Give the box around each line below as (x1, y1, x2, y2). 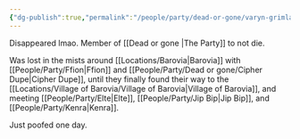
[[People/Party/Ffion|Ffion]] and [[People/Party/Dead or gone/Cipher (9, 64, 263, 75)
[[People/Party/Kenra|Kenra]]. (9, 102, 119, 112)
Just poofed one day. (9, 119, 87, 130)
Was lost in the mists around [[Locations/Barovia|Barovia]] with (9, 54, 241, 65)
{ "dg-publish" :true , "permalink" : (9, 12, 134, 22)
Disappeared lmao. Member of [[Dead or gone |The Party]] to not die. (9, 37, 265, 48)
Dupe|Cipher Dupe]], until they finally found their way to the (9, 73, 229, 85)
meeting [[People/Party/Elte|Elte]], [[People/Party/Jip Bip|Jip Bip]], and (9, 93, 270, 103)
